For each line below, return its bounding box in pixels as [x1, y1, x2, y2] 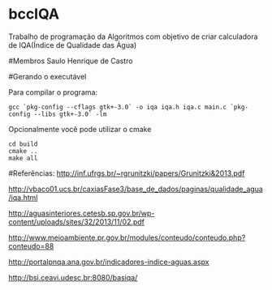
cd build [8, 139, 38, 148]
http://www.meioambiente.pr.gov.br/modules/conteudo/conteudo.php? [8, 232, 246, 242]
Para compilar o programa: [8, 87, 98, 97]
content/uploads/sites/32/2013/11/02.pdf [8, 216, 145, 227]
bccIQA [8, 5, 59, 23]
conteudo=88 [8, 241, 54, 251]
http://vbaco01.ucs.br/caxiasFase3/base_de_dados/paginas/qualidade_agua [8, 184, 264, 194]
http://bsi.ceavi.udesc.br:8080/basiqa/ [8, 272, 138, 282]
